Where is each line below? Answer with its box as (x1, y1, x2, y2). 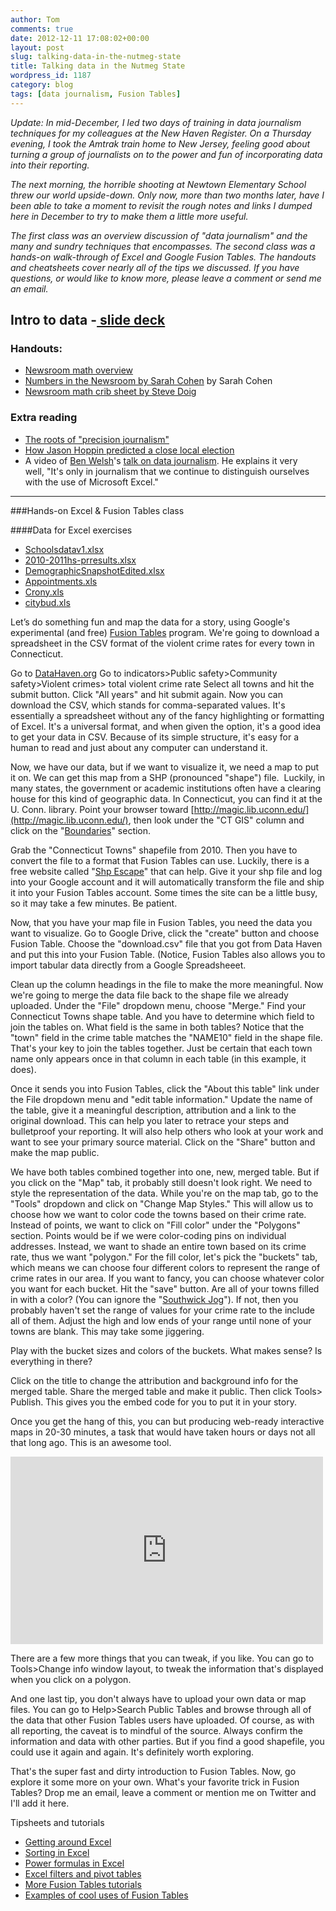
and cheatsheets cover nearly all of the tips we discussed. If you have (10, 261, 300, 273)
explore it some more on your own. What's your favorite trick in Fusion (10, 1776, 300, 1788)
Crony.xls (24, 586, 65, 598)
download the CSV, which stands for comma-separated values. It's (10, 699, 286, 711)
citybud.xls (24, 596, 71, 608)
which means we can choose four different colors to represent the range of (10, 1261, 321, 1273)
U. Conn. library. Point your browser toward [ (10, 803, 195, 815)
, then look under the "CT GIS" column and (128, 814, 305, 826)
